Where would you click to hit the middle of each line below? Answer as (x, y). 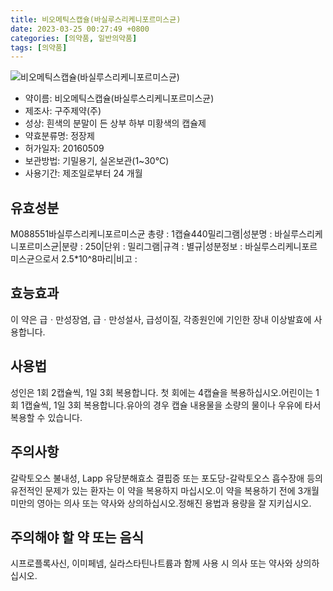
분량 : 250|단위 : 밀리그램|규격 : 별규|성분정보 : (152, 247)
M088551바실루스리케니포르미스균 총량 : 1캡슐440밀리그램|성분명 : (141, 234)
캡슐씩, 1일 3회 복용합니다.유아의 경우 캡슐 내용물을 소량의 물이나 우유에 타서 (173, 405)
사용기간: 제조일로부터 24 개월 (83, 173)
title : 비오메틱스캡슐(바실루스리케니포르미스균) (96, 19)
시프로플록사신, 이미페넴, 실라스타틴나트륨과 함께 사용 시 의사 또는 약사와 (151, 563)
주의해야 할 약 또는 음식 (77, 537)
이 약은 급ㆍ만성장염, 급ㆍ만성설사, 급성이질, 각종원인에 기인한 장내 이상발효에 (161, 319)
